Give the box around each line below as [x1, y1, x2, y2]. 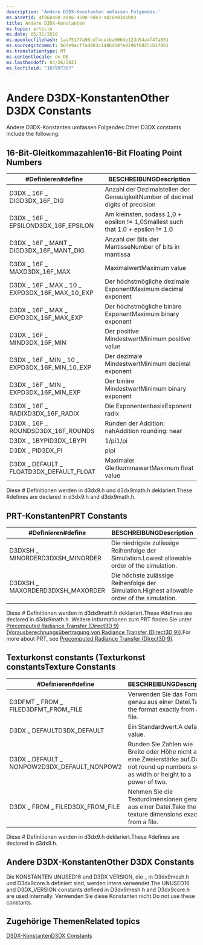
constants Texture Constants [6, 662, 116, 672]
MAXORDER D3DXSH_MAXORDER [9, 586, 106, 595]
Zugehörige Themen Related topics [6, 916, 140, 926]
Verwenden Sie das [127, 690, 183, 698]
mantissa [105, 250, 131, 258]
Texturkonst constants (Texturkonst [6, 653, 146, 663]
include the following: [6, 130, 60, 138]
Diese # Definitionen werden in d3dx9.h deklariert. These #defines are [6, 833, 180, 840]
